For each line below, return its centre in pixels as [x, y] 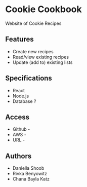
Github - [21, 129]
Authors [18, 156]
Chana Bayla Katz [31, 179]
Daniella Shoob [28, 168]
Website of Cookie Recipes [33, 23]
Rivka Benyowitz [30, 174]
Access [17, 117]
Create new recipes [33, 51]
